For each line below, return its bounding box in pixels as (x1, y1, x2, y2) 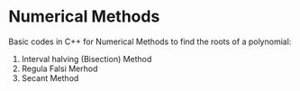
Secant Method (21, 72, 79, 83)
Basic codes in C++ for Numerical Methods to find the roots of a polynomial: (8, 36, 292, 47)
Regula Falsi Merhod (21, 63, 98, 74)
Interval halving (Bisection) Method (21, 53, 152, 64)
